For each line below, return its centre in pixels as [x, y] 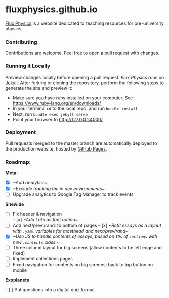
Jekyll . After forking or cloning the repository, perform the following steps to [85, 83]
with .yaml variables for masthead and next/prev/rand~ [71, 231]
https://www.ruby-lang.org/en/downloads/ [57, 103]
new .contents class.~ [36, 242]
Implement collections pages [43, 258]
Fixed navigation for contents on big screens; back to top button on [83, 264]
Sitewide [15, 204]
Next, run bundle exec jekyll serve [50, 114]
